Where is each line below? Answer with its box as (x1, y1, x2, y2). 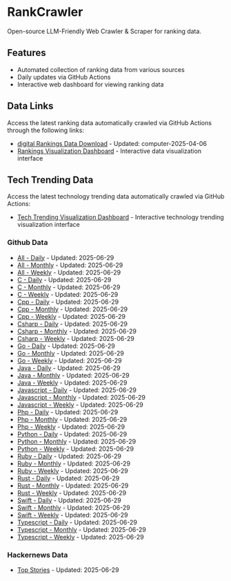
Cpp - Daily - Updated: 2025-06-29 (17, 297, 119, 306)
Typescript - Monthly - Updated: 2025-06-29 (17, 525, 146, 533)
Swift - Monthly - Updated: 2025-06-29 (17, 503, 130, 512)
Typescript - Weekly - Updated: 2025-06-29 (17, 533, 144, 541)
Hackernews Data (7, 550, 68, 560)
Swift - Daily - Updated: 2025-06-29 (17, 496, 122, 504)
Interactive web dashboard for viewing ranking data (17, 80, 164, 89)
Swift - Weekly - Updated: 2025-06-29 (17, 510, 128, 519)
